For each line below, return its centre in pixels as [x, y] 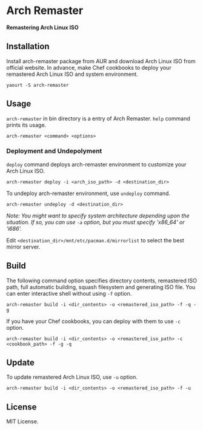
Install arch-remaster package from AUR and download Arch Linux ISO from [101, 61]
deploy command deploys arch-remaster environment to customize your [96, 164]
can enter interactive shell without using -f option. [69, 293]
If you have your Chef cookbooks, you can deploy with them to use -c [93, 321]
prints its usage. [26, 125]
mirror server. [23, 247]
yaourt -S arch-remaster [38, 85]
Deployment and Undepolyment [54, 151]
